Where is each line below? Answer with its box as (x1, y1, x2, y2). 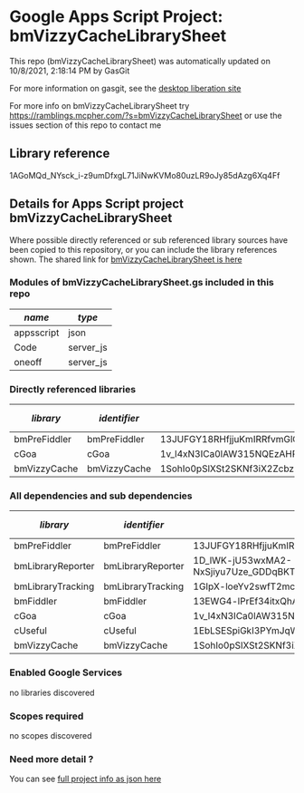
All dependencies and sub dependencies (9, 489, 193, 502)
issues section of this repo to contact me (9, 120, 162, 131)
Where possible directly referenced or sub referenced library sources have (9, 234, 288, 246)
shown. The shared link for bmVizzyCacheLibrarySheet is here (9, 254, 242, 265)
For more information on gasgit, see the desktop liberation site (9, 82, 242, 93)
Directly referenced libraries (9, 382, 137, 395)
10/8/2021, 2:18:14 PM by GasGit (9, 65, 130, 76)
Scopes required (9, 710, 84, 722)
